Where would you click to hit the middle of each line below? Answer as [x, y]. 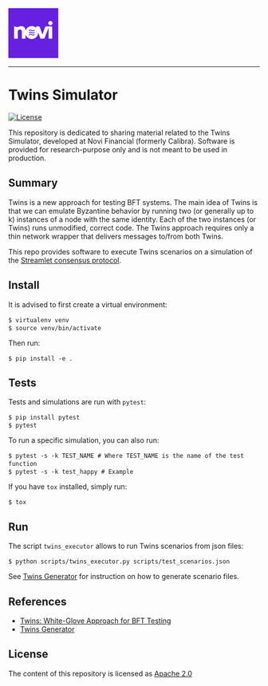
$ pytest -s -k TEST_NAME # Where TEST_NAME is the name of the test [126, 456]
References [37, 601]
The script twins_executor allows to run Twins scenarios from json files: [126, 546]
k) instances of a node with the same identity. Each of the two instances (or [132, 219]
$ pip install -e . [41, 358]
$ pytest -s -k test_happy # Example [71, 472]
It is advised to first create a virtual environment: [88, 304]
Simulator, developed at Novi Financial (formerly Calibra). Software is [122, 141]
